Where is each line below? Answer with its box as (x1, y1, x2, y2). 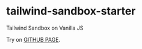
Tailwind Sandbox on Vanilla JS (6, 24, 84, 31)
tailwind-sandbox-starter (6, 4, 136, 18)
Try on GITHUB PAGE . (6, 36, 61, 43)
